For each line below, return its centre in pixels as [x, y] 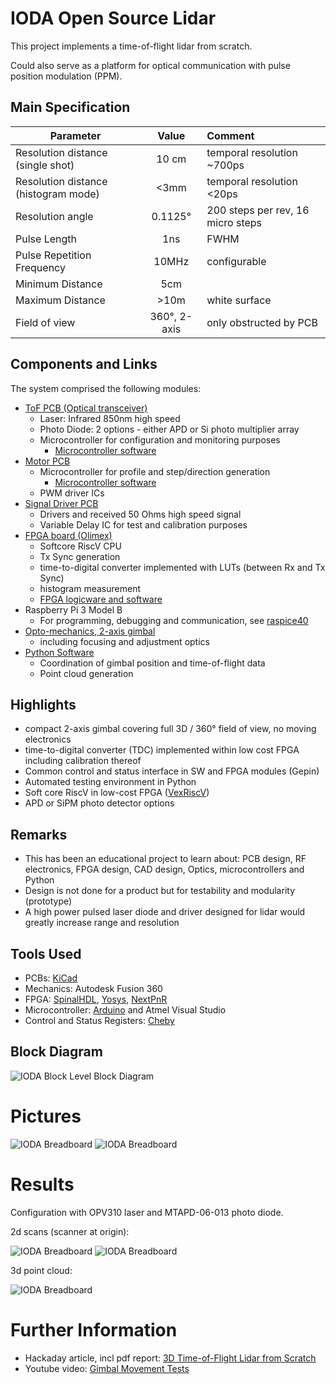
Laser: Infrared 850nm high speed [110, 418]
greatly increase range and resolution [102, 923]
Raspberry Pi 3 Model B [73, 609]
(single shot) [45, 165]
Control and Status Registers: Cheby [99, 1020]
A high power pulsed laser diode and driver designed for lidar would [165, 912]
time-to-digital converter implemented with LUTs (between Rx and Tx [182, 567]
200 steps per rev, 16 [258, 210]
